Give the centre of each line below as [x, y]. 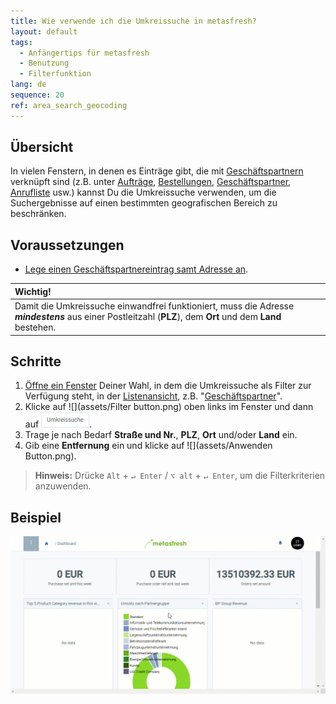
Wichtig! [33, 291]
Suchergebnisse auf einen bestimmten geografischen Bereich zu [144, 203]
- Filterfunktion [55, 74]
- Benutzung [44, 63]
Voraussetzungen [67, 245]
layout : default [44, 31]
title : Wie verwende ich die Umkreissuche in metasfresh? [133, 21]
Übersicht [42, 147]
